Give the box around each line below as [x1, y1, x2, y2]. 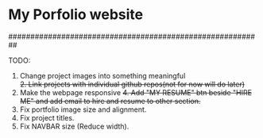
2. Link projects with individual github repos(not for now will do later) [19, 79, 245, 89]
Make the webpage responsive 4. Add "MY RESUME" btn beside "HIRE [19, 87, 253, 97]
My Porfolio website [8, 6, 144, 24]
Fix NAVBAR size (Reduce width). [19, 121, 130, 131]
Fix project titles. [19, 113, 75, 122]
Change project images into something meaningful [19, 71, 186, 80]
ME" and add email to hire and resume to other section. [19, 96, 201, 105]
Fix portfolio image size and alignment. [19, 105, 147, 114]
